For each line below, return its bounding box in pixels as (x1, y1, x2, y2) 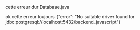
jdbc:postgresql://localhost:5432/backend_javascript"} (5, 19, 121, 25)
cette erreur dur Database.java (5, 4, 70, 10)
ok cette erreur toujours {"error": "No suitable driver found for (5, 14, 135, 19)
